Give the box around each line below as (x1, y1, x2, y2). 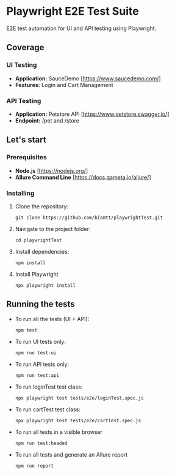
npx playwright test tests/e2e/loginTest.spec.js (15, 395, 145, 401)
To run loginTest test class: (15, 383, 83, 390)
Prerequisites (6, 153, 47, 162)
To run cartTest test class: (15, 406, 81, 413)
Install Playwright (15, 270, 59, 278)
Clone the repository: (15, 202, 69, 210)
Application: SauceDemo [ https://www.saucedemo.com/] (15, 75, 161, 82)
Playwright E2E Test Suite (6, 4, 139, 18)
